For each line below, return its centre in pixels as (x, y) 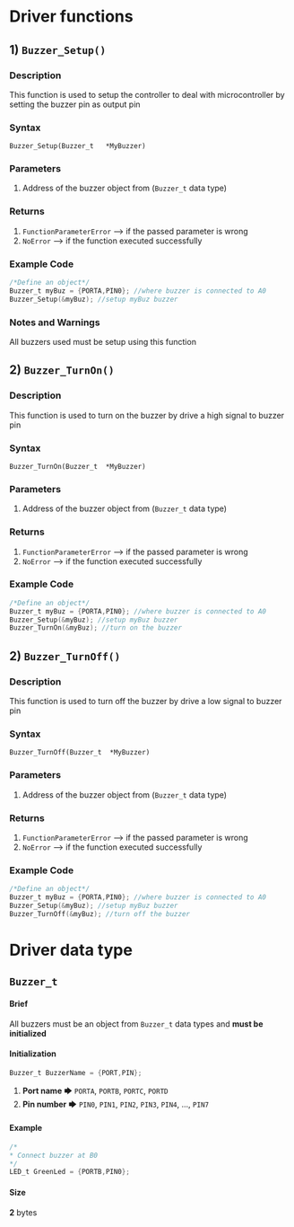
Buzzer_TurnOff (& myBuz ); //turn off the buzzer (100, 914)
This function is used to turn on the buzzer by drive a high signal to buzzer (147, 415)
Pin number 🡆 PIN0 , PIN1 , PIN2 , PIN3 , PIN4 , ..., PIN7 (115, 1104)
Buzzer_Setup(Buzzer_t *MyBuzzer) (78, 146)
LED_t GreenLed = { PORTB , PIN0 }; (69, 1172)
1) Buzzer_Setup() (58, 50)
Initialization (33, 1054)
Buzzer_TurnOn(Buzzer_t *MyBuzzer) (78, 466)
